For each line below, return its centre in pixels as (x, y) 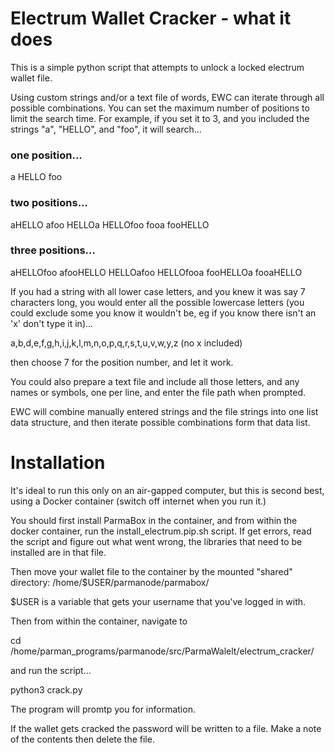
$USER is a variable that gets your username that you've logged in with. (158, 601)
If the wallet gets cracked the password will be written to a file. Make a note (166, 728)
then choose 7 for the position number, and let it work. (122, 362)
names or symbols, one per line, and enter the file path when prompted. (158, 392)
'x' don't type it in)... (52, 323)
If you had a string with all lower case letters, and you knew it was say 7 (158, 291)
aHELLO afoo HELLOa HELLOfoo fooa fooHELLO (110, 224)
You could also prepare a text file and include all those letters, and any (155, 381)
